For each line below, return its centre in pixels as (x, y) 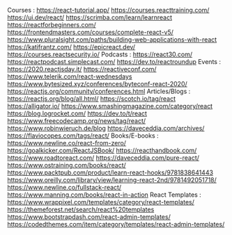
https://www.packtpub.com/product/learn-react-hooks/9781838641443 (110, 172)
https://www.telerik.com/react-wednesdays (70, 76)
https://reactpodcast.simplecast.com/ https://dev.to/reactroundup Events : (114, 62)
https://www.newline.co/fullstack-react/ (64, 187)
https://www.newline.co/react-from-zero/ (67, 143)
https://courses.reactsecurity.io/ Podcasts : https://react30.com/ (100, 54)
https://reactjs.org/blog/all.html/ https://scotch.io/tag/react (92, 99)
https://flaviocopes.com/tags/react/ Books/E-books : (83, 136)
